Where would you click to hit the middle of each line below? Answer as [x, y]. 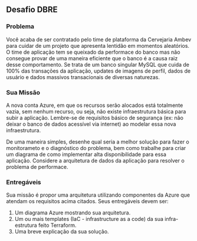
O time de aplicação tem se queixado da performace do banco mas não [93, 52]
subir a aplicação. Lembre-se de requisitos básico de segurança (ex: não [95, 118]
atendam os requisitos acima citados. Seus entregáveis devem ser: [87, 201]
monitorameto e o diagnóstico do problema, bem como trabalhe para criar [96, 148]
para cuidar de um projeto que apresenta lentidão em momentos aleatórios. [98, 45]
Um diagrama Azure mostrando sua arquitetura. [73, 213]
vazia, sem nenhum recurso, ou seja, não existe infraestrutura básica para [96, 111]
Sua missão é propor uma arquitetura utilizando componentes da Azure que [98, 195]
